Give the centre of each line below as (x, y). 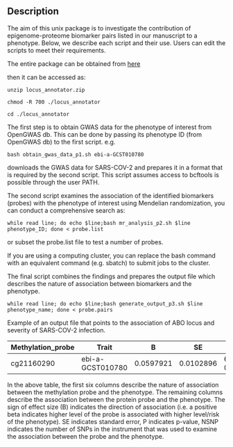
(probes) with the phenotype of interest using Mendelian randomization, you (116, 203)
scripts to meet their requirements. (57, 50)
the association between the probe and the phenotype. (86, 436)
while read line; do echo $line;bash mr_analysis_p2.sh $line (99, 223)
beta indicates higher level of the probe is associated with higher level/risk (113, 414)
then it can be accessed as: (46, 77)
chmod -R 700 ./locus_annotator (54, 102)
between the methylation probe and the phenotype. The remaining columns (115, 392)
